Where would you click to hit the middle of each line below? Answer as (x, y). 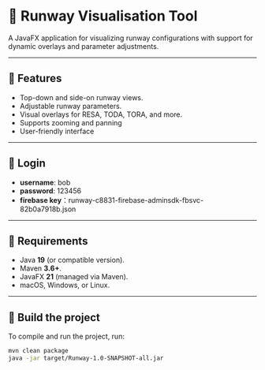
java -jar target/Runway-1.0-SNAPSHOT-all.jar (86, 358)
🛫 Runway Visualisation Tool (103, 16)
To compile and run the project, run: (66, 336)
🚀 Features (35, 78)
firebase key (40, 200)
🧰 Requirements (48, 241)
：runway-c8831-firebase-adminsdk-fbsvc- (132, 200)
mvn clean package (38, 351)
